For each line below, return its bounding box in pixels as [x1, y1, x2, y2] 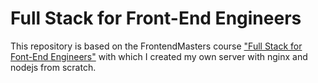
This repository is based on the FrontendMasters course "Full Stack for [10, 40, 303, 52]
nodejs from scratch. [10, 61, 97, 73]
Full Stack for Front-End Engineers [10, 7, 302, 30]
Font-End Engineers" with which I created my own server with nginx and [10, 50, 308, 62]
